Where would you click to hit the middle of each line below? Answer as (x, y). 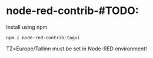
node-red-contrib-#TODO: (73, 11)
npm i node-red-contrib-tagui (43, 37)
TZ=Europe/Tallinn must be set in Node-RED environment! (76, 49)
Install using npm (27, 27)
